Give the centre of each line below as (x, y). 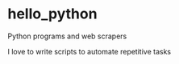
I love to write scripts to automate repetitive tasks (89, 51)
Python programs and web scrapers (67, 36)
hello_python (52, 14)
